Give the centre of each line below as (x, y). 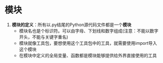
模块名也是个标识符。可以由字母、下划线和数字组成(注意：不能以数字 (89, 31)
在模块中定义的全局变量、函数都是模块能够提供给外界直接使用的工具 (88, 55)
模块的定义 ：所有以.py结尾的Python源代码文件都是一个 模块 (71, 25)
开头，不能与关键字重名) (43, 37)
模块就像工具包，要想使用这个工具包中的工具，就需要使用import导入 (88, 43)
